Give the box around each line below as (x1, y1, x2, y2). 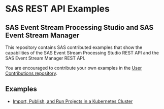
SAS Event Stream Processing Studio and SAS (5, 23, 154, 32)
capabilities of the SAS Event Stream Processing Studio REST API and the (5, 50, 159, 56)
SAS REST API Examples (5, 3, 110, 15)
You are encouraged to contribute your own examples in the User (5, 65, 142, 71)
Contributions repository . (5, 70, 57, 76)
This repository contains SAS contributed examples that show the (5, 44, 143, 50)
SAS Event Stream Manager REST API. (5, 55, 85, 61)
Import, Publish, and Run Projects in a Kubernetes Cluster (12, 98, 133, 104)
